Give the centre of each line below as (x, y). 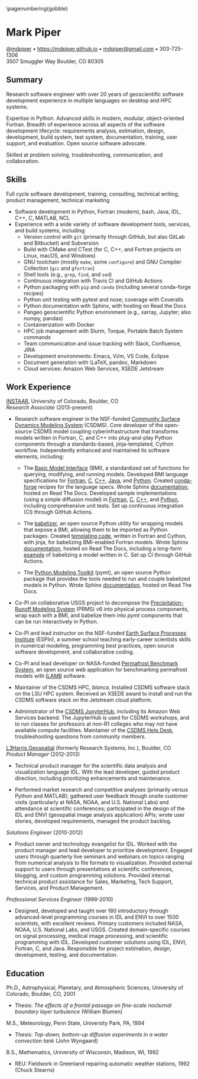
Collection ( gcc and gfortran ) (59, 268)
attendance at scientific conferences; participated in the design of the (100, 808)
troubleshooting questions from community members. (80, 737)
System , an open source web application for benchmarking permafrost (101, 669)
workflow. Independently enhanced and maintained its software (92, 450)
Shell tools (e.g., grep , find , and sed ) (68, 274)
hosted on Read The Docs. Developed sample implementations (100, 493)
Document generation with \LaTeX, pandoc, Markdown (90, 362)
